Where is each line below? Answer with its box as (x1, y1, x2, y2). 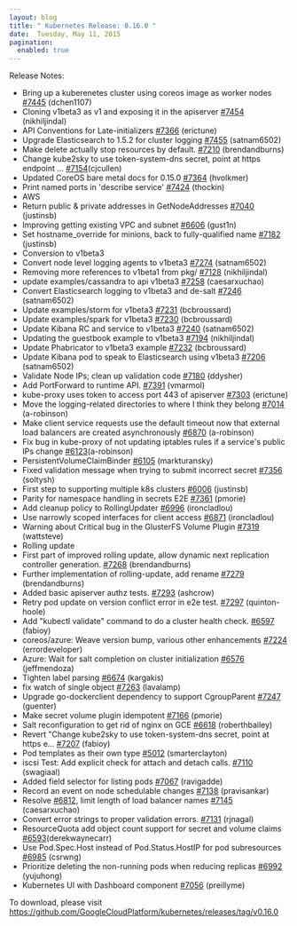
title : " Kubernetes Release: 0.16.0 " (9, 21, 157, 30)
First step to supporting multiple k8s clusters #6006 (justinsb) (21, 484, 249, 495)
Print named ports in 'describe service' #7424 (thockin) (21, 182, 225, 193)
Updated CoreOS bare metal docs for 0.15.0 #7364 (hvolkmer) (21, 172, 249, 183)
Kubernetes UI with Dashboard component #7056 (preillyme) (21, 880, 246, 890)
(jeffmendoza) (21, 663, 74, 674)
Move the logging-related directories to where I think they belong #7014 (21, 399, 285, 409)
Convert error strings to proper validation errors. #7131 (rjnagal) (21, 814, 254, 825)
